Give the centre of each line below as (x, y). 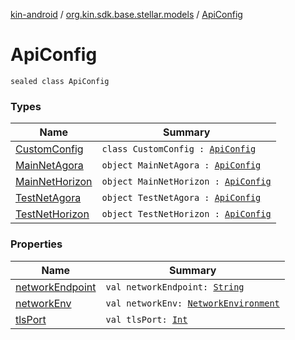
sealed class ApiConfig (60, 81)
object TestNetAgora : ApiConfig (181, 198)
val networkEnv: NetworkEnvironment (192, 303)
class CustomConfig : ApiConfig (179, 149)
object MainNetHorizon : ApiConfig (186, 182)
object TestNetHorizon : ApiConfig (186, 214)
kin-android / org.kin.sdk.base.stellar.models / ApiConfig (126, 14)
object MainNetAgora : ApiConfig (181, 165)
